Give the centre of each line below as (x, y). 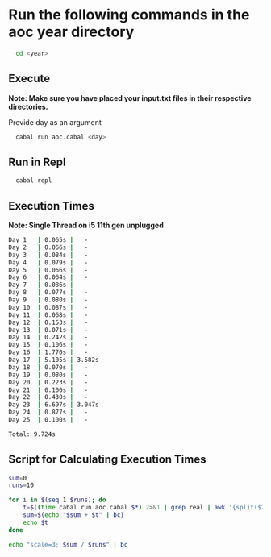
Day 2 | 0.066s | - (48, 247)
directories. (28, 106)
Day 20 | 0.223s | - (48, 382)
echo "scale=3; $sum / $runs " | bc (68, 545)
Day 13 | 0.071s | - (48, 330)
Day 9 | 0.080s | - (48, 300)
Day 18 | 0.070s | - (48, 367)
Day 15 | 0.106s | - (48, 345)
